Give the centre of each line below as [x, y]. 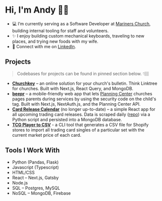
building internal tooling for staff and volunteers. [60, 31]
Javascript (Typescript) [36, 167]
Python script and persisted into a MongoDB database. [67, 119]
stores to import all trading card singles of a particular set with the [78, 130]
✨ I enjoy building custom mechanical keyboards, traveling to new [78, 36]
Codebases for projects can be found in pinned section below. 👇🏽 [83, 73]
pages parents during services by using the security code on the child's [84, 99]
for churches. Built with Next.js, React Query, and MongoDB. [73, 88]
